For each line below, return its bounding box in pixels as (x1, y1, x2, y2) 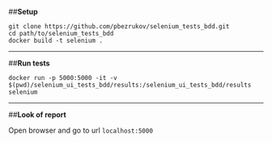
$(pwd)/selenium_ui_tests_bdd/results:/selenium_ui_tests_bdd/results (8, 81, 252, 89)
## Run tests (8, 58, 50, 68)
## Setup (8, 7, 38, 16)
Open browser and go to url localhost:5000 (8, 125, 154, 135)
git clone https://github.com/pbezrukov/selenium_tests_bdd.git (8, 23, 230, 31)
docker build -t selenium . (8, 36, 104, 44)
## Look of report (8, 110, 66, 120)
